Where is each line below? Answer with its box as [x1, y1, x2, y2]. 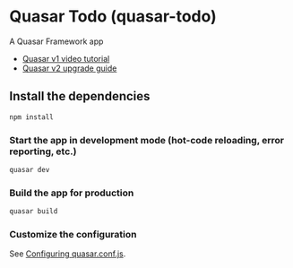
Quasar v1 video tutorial [22, 53, 110, 64]
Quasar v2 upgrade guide [22, 63, 117, 73]
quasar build [9, 207, 58, 216]
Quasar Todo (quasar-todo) [9, 6, 217, 27]
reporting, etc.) [9, 145, 77, 158]
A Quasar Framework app [9, 36, 104, 47]
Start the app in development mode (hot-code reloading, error [9, 134, 285, 146]
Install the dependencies [9, 89, 151, 104]
